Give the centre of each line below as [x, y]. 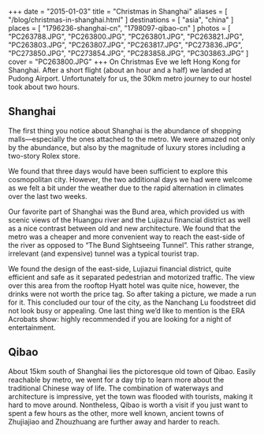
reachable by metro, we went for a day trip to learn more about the [116, 380]
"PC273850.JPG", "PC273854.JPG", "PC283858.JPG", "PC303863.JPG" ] [128, 53]
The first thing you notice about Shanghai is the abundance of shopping [125, 130]
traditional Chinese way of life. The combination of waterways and [116, 388]
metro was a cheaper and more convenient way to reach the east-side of [126, 237]
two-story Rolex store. [44, 155]
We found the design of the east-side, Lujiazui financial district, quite [120, 268]
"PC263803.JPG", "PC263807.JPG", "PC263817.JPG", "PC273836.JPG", [125, 45]
